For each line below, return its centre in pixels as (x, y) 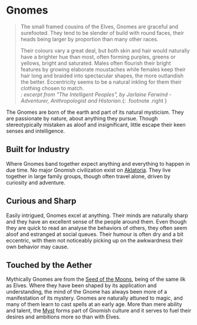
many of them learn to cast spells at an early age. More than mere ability (94, 304)
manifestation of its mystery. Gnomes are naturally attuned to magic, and (94, 298)
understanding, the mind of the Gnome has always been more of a (87, 292)
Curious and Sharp (41, 201)
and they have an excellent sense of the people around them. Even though (96, 221)
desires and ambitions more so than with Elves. (63, 317)
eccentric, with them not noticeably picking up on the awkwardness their (95, 240)
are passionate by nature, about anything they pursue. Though (82, 118)
